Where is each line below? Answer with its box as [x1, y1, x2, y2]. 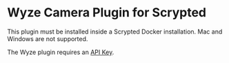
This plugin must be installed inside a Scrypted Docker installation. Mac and [7, 27, 223, 36]
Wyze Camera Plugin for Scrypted [7, 5, 207, 21]
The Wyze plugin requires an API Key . [7, 48, 114, 56]
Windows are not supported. [7, 34, 88, 42]
